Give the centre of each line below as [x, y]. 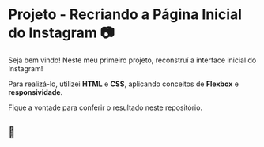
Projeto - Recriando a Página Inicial [125, 15]
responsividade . [36, 92]
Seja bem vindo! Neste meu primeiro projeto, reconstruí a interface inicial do [132, 60]
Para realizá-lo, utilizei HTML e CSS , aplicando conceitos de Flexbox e [124, 84]
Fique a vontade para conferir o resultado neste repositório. [106, 107]
